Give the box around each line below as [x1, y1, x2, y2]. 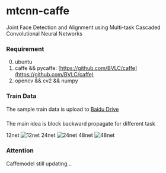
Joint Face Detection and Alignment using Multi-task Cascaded [6, 24, 161, 31]
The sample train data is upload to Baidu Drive [6, 105, 119, 113]
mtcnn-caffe [6, 4, 70, 18]
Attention [6, 146, 34, 155]
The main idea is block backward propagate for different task [6, 120, 156, 127]
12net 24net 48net [6, 132, 93, 139]
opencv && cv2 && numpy [14, 77, 78, 84]
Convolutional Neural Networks [6, 30, 83, 37]
